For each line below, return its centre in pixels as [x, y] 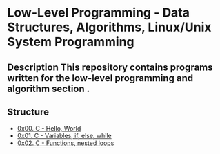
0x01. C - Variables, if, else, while [64, 136]
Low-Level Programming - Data [99, 13]
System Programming [71, 42]
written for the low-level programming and [100, 78]
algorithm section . [49, 88]
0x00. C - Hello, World [49, 129]
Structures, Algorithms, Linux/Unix [109, 27]
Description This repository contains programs [110, 67]
